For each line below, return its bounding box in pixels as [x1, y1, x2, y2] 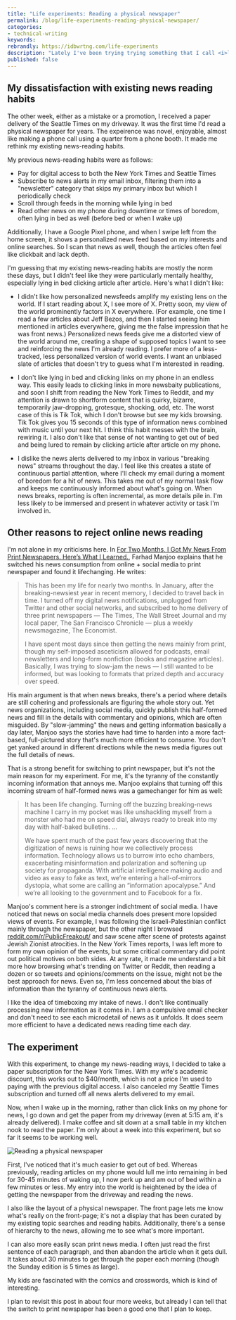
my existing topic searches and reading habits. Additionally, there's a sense [7, 1219, 225, 1228]
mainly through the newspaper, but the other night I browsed [7, 925, 183, 933]
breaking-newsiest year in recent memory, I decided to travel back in [24, 589, 225, 597]
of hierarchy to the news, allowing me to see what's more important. [7, 1226, 205, 1235]
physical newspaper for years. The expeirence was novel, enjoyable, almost [7, 127, 227, 135]
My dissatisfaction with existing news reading [7, 82, 213, 94]
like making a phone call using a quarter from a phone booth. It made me [7, 134, 218, 143]
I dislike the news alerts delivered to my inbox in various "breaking [17, 454, 209, 462]
